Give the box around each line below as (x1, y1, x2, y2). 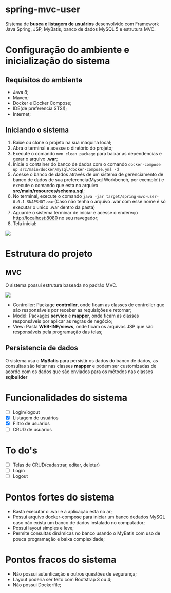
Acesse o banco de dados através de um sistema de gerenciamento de (12, 171, 164, 177)
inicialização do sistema (5, 55, 110, 67)
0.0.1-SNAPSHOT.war (12, 199, 55, 205)
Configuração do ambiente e (5, 44, 130, 56)
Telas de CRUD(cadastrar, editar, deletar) (12, 461, 100, 468)
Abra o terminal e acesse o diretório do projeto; (12, 145, 113, 151)
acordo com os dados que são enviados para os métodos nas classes (5, 368, 153, 375)
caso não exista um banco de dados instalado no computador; (12, 519, 145, 525)
